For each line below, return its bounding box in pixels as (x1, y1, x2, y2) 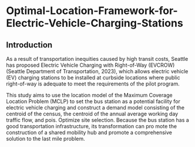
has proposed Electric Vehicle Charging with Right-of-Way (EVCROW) (6, 61, 175, 69)
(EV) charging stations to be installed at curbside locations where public (6, 74, 180, 81)
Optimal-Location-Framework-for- (6, 4, 178, 18)
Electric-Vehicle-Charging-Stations (6, 16, 183, 30)
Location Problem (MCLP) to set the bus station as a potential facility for (6, 98, 180, 105)
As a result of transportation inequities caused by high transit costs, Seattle (6, 56, 189, 62)
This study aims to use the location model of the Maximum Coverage (6, 92, 173, 98)
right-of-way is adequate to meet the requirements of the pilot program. (6, 80, 180, 87)
